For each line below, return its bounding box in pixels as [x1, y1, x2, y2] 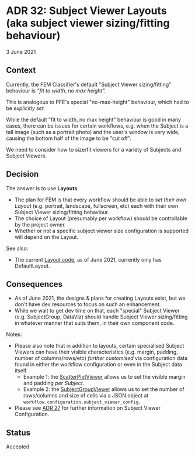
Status [6, 427, 31, 437]
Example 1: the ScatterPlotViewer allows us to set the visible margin [23, 373, 186, 380]
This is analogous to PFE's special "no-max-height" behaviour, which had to [6, 98, 189, 105]
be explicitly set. [6, 104, 46, 112]
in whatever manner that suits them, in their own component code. [14, 320, 175, 327]
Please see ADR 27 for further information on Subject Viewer [14, 404, 161, 412]
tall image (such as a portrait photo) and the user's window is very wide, [6, 128, 180, 135]
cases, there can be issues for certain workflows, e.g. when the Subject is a [6, 122, 189, 129]
